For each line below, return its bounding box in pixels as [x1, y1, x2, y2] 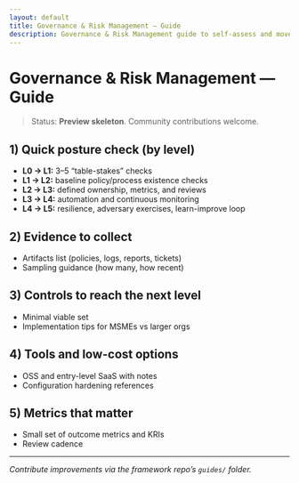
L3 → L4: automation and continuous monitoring [21, 194, 200, 205]
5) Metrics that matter [9, 406, 133, 421]
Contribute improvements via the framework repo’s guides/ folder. [9, 464, 252, 475]
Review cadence [21, 439, 84, 449]
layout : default [9, 12, 69, 22]
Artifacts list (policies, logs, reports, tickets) [21, 253, 182, 263]
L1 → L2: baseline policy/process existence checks [21, 175, 208, 186]
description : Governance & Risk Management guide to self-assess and [9, 29, 273, 38]
